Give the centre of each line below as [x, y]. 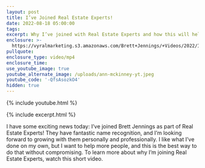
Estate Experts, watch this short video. [55, 159]
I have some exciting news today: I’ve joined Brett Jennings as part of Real [100, 126]
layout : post [23, 12]
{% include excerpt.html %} [41, 114]
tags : [13, 29]
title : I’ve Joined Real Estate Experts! [60, 18]
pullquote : [20, 52]
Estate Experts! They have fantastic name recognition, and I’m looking [94, 133]
